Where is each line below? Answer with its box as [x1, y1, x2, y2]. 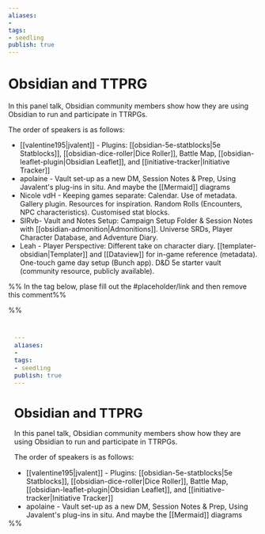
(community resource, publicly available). [19, 267, 155, 276]
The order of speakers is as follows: [8, 125, 125, 134]
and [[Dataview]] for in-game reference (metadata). [89, 250, 258, 259]
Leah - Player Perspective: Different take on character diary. [19, 241, 216, 251]
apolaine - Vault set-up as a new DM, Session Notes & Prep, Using [19, 174, 237, 184]
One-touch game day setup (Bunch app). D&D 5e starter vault [19, 258, 221, 267]
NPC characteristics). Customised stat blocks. [19, 207, 170, 218]
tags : [8, 26, 26, 34]
